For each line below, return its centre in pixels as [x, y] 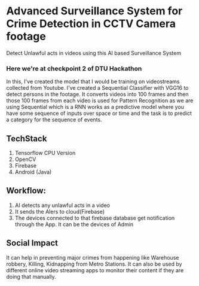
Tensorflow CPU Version [45, 153]
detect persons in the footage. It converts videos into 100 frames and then [97, 95]
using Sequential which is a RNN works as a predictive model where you [95, 107]
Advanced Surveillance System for [94, 11]
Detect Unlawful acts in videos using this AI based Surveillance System [94, 53]
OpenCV [25, 159]
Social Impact [32, 243]
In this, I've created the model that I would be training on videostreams [93, 81]
